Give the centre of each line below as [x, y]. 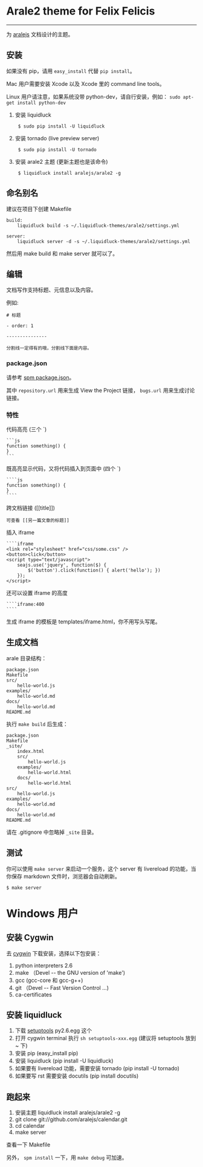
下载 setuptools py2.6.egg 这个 [53, 1031]
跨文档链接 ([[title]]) [31, 508]
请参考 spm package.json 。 [40, 377]
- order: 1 [20, 326]
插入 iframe [21, 532]
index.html [31, 751]
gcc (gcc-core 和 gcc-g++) [49, 980]
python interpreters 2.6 [44, 965]
